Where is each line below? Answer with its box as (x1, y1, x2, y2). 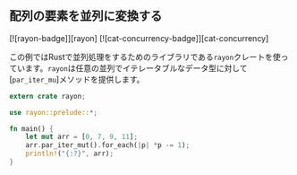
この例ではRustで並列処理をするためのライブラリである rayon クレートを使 (9, 51, 281, 62)
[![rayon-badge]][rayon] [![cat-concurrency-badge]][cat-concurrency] (9, 32, 269, 43)
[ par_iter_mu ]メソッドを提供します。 (9, 74, 145, 84)
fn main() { (9, 124, 54, 133)
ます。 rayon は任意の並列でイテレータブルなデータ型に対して (24, 62, 248, 74)
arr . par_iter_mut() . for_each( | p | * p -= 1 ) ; (25, 141, 191, 150)
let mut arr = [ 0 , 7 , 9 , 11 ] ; (25, 133, 139, 142)
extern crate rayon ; (9, 92, 87, 101)
